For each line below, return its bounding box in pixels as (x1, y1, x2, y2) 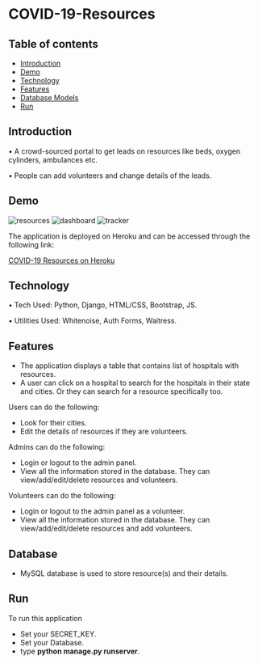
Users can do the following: (8, 402, 100, 412)
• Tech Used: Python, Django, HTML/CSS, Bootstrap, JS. (8, 300, 198, 310)
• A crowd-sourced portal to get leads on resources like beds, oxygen (8, 146, 241, 156)
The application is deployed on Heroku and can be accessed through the (8, 231, 251, 241)
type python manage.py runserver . (19, 646, 140, 656)
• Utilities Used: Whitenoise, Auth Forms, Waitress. (8, 316, 177, 326)
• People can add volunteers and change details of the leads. (8, 171, 212, 180)
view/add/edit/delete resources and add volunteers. (19, 523, 193, 534)
